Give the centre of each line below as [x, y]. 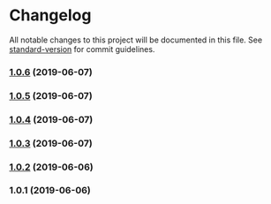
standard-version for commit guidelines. [82, 49]
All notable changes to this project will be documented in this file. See [136, 40]
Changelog [50, 15]
